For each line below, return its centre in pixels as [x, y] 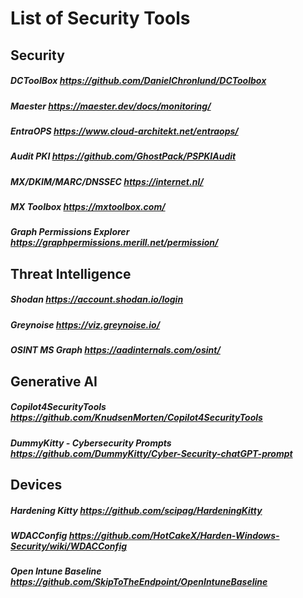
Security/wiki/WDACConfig [69, 546]
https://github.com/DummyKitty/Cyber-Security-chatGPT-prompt [151, 453]
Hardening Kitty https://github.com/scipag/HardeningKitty [136, 510]
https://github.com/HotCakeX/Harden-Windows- [174, 535]
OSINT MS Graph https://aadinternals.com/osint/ [115, 350]
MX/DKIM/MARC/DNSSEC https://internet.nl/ [107, 181]
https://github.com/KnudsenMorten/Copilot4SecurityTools [136, 418]
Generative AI [54, 381]
